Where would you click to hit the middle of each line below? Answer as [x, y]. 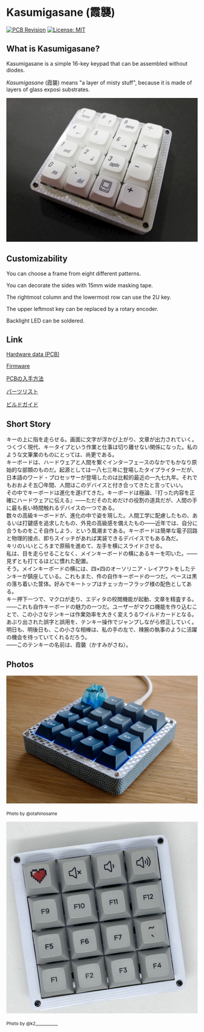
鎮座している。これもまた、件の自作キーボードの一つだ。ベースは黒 [112, 576]
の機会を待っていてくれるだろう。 [48, 637]
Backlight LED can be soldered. [46, 321]
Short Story [29, 424]
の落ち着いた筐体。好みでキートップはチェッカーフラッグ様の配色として [97, 584]
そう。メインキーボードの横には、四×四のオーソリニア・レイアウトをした [98, 569]
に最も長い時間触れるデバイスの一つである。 [62, 508]
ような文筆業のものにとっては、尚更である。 [62, 455]
